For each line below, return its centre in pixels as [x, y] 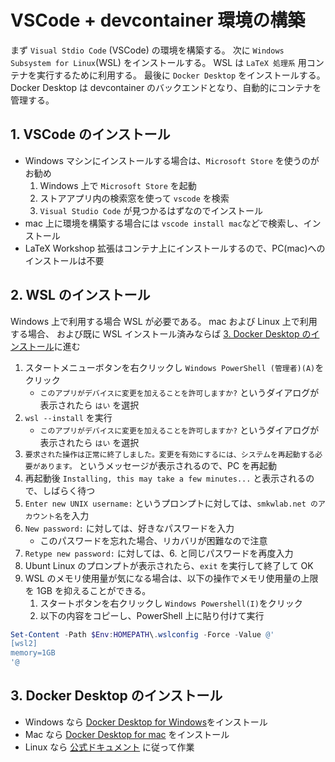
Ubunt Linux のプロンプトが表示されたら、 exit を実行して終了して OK [169, 565]
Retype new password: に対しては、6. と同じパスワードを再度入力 [159, 553]
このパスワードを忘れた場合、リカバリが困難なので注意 [153, 540]
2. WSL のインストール [80, 295]
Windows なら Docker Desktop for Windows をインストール [146, 722]
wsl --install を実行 [68, 417]
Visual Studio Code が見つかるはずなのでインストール [151, 210]
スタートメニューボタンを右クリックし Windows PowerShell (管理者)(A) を [174, 367]
